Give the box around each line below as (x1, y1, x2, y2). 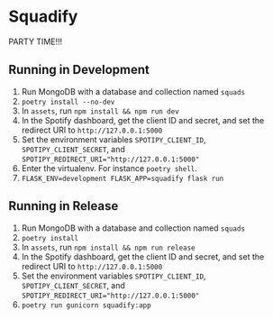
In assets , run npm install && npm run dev (21, 105, 179, 116)
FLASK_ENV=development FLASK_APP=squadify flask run (21, 174, 224, 183)
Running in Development (8, 62, 150, 77)
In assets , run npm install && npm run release (21, 242, 196, 252)
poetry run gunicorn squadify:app (21, 300, 151, 310)
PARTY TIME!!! (8, 36, 63, 47)
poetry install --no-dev (21, 97, 115, 106)
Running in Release (8, 198, 119, 214)
